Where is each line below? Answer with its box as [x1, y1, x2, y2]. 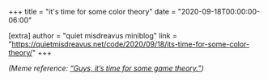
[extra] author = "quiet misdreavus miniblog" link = [8, 31, 178, 40]
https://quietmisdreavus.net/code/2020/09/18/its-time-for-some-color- [11, 39, 249, 49]
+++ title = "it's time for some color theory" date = [8, 7, 177, 16]
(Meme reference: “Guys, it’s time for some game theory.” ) [8, 63, 204, 73]
